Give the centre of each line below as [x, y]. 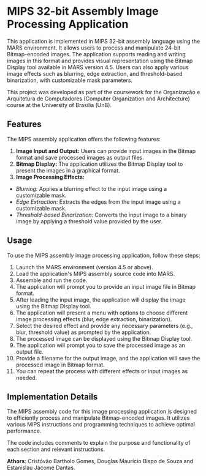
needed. [26, 377]
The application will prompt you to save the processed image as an [101, 345]
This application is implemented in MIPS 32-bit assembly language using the [104, 41]
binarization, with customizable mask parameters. [70, 80]
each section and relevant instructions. [56, 449]
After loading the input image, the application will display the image [101, 299]
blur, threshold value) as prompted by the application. [83, 332]
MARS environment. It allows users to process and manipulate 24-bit [94, 48]
